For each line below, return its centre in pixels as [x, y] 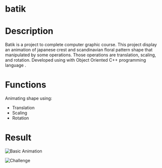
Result [18, 138]
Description [29, 31]
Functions [26, 85]
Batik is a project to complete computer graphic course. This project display [81, 45]
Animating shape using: [29, 99]
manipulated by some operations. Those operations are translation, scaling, [81, 55]
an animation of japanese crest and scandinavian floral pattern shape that [79, 50]
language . [16, 65]
